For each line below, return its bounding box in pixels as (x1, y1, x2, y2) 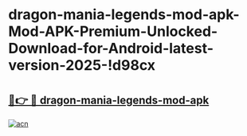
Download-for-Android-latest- (8, 40, 214, 57)
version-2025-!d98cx (8, 56, 156, 75)
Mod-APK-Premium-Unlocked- (8, 22, 218, 41)
